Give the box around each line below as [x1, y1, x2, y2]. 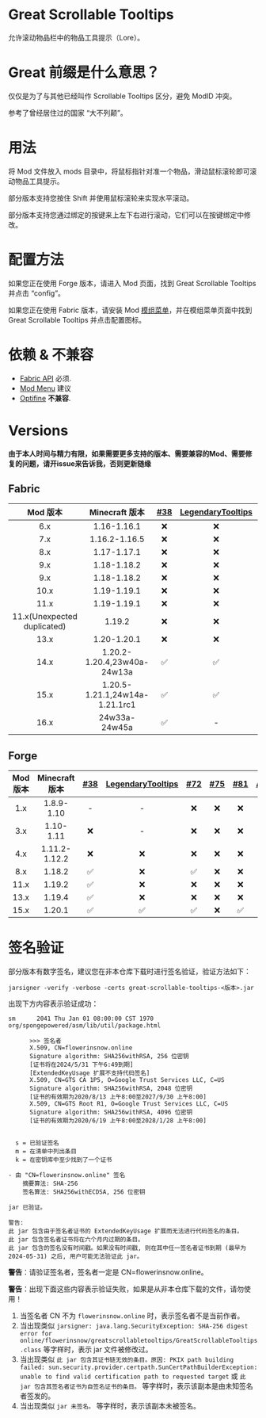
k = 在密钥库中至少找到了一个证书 [15, 1156, 112, 1164]
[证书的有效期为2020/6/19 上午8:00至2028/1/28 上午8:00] [28, 1117, 207, 1125]
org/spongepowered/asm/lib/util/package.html [8, 1022, 161, 1030]
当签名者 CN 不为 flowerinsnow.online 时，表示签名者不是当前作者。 [19, 1311, 245, 1321]
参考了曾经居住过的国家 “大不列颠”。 [8, 108, 128, 117]
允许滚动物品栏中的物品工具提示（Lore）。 [8, 32, 145, 42]
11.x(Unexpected [12, 611, 78, 622]
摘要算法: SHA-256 [22, 1179, 78, 1188]
